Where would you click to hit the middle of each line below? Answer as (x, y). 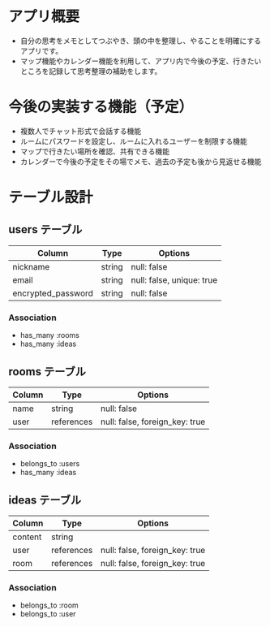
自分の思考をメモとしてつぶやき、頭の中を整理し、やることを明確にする (141, 41)
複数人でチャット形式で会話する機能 (81, 131)
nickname (31, 266)
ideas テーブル (45, 500)
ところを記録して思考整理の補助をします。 (91, 71)
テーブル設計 (51, 198)
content (27, 537)
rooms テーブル (47, 372)
